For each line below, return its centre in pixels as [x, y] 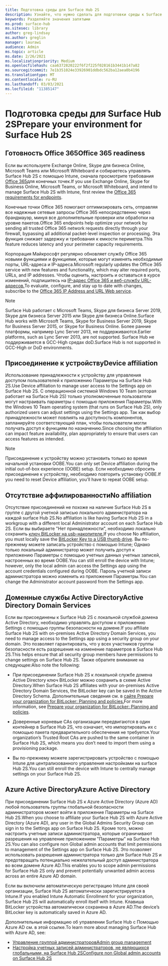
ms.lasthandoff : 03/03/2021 [34, 84]
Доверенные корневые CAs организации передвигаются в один [81, 721]
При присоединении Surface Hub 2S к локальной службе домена [82, 674]
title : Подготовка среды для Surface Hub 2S [52, 10]
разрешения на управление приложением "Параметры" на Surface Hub [82, 838]
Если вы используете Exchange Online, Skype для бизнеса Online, [75, 165]
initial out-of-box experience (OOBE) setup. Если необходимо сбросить [80, 469]
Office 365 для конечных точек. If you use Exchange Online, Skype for [77, 181]
